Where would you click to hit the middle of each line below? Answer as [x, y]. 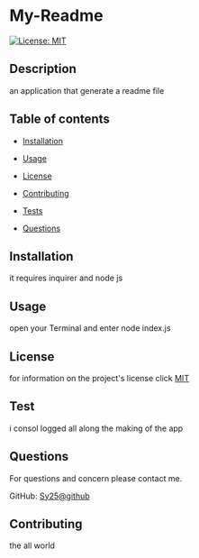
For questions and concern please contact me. [96, 478]
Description [43, 69]
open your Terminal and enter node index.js [90, 328]
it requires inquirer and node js [66, 278]
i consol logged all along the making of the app [96, 428]
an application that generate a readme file [87, 90]
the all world [32, 545]
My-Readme [56, 16]
